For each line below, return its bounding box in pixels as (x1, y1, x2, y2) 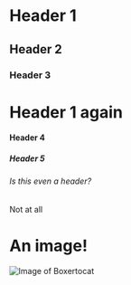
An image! (9, 236, 89, 256)
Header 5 (9, 153, 45, 164)
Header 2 (9, 42, 63, 57)
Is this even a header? (9, 176, 92, 186)
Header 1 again (9, 101, 124, 122)
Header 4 (9, 132, 45, 143)
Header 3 (9, 69, 51, 81)
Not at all (9, 204, 43, 214)
